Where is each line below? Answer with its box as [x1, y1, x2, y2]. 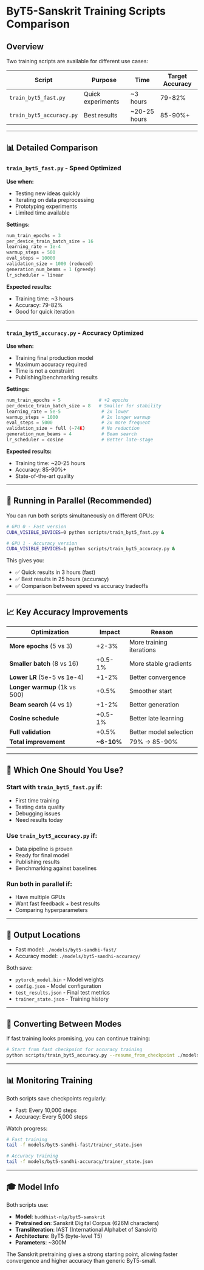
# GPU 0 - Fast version [6, 523, 67, 530]
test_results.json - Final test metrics [15, 989, 110, 996]
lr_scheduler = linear [6, 272, 64, 278]
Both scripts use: [6, 1201, 49, 1208]
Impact [99, 628, 120, 637]
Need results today [15, 816, 63, 823]
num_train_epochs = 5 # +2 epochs [6, 397, 129, 403]
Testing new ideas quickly [15, 190, 81, 197]
